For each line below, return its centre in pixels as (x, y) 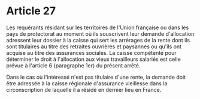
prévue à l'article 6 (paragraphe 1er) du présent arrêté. (73, 65)
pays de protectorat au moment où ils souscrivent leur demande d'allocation (100, 33)
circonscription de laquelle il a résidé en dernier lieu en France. (84, 89)
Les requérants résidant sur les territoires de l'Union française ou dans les (98, 27)
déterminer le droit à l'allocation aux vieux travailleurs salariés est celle (93, 59)
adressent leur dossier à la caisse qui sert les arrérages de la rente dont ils (98, 40)
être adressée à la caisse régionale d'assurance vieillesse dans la (87, 83)
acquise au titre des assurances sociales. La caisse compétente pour (91, 52)
